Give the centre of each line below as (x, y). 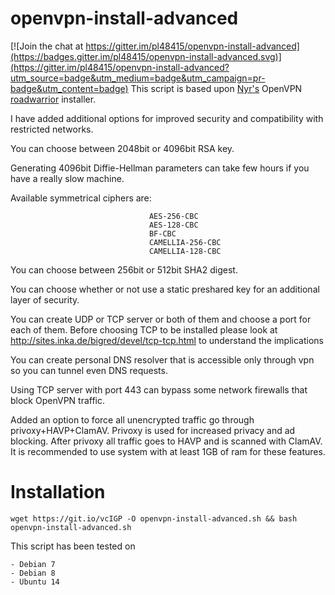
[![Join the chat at (47, 46)
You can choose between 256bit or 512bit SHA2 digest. (124, 269)
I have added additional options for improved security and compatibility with (167, 118)
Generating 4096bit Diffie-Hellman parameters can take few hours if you (160, 168)
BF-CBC (162, 233)
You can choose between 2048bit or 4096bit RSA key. (122, 148)
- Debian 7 (33, 564)
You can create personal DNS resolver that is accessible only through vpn (162, 359)
